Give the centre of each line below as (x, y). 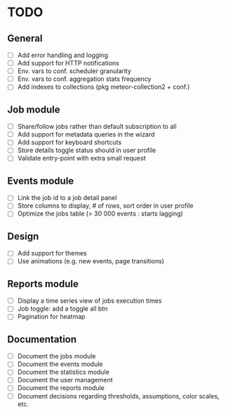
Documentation (42, 339)
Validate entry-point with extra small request (81, 158)
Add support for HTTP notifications (68, 63)
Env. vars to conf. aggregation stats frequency (84, 79)
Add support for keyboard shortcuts (69, 142)
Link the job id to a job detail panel (67, 198)
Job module (34, 109)
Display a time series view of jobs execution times (89, 301)
